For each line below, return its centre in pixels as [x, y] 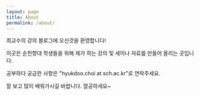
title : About [23, 17]
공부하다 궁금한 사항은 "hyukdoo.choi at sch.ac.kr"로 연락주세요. [83, 73]
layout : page [23, 12]
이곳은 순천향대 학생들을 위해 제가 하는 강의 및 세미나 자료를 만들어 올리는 [92, 53]
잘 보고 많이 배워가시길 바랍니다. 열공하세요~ [59, 86]
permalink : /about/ [31, 23]
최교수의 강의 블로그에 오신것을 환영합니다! [56, 41]
